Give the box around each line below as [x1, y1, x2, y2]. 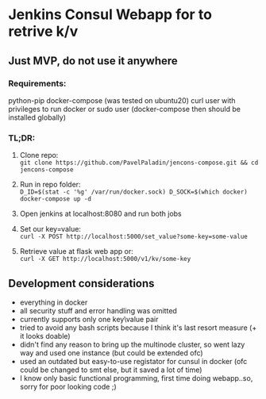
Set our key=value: [19, 224, 82, 234]
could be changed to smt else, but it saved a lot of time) [19, 365, 202, 374]
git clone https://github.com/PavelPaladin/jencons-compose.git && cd [19, 159, 259, 167]
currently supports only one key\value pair [19, 314, 159, 324]
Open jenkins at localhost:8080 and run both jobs [19, 209, 183, 219]
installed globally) [8, 113, 66, 122]
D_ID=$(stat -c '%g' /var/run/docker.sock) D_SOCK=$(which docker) [19, 188, 248, 196]
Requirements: [8, 78, 67, 89]
